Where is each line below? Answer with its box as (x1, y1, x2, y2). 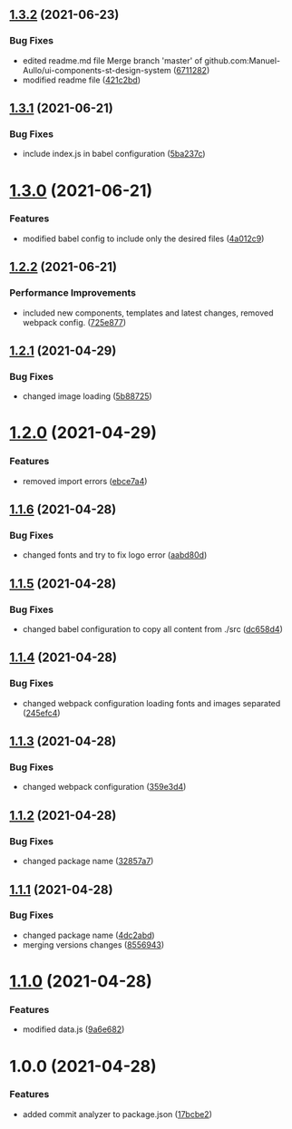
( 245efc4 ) (22, 707, 61, 718)
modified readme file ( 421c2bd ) (22, 74, 141, 85)
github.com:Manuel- (204, 54, 281, 66)
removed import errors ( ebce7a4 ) (22, 475, 148, 486)
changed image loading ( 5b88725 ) (22, 391, 152, 402)
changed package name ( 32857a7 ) (22, 856, 154, 867)
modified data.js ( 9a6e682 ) (22, 1024, 125, 1035)
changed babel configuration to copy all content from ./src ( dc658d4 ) (22, 624, 283, 635)
